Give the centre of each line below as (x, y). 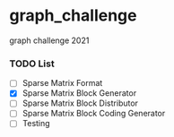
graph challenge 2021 (49, 40)
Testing (36, 124)
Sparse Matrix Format (62, 83)
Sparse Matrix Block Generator (79, 93)
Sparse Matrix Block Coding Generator (94, 114)
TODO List (32, 64)
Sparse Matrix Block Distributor (80, 103)
